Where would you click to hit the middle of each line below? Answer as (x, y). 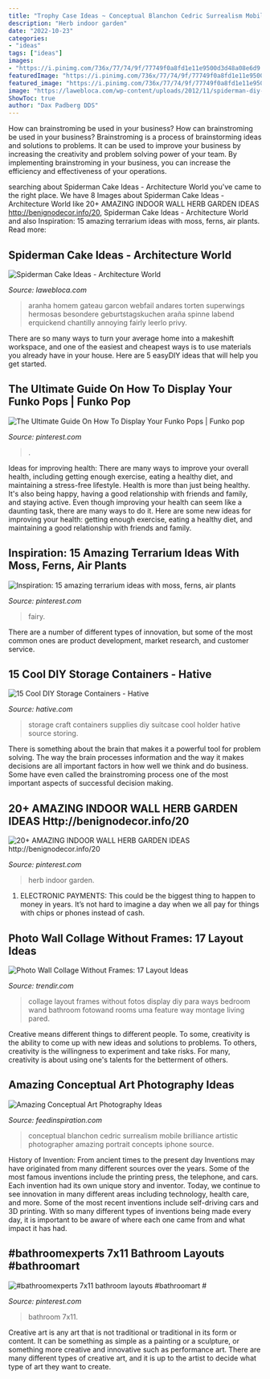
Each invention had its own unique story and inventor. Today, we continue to (135, 1185)
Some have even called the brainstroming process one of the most (119, 774)
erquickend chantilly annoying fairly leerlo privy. (107, 322)
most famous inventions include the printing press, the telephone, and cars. (133, 1177)
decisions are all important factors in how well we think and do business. (129, 766)
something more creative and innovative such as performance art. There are (135, 1349)
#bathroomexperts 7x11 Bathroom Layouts (117, 1254)
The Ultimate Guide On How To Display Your (121, 389)
